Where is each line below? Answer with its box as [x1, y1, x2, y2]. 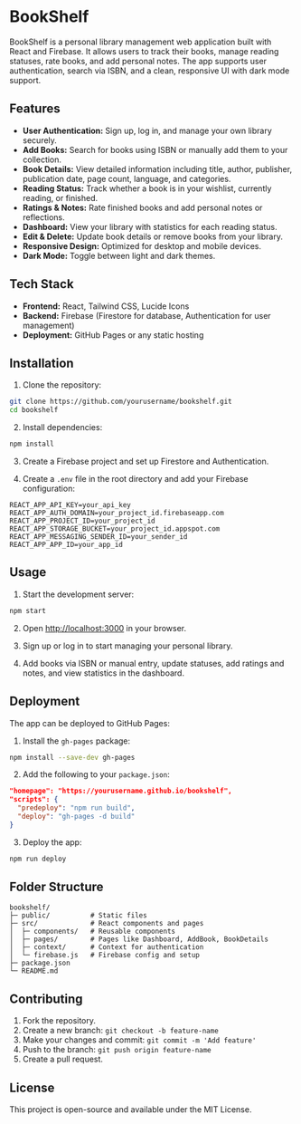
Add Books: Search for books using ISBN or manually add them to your [22, 144, 288, 155]
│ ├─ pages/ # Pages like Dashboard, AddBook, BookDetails [9, 935, 269, 944]
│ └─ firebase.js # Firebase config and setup [9, 951, 201, 960]
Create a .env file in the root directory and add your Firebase [22, 474, 249, 484]
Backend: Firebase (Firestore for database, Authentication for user [22, 310, 271, 321]
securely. [22, 134, 57, 146]
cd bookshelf [9, 406, 59, 415]
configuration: [22, 483, 75, 494]
